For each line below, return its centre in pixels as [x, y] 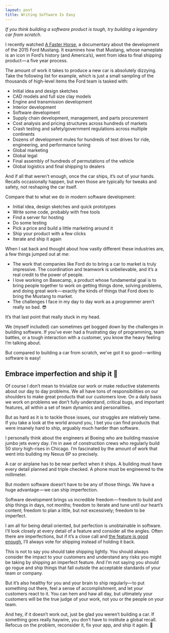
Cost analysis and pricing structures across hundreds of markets [80, 123]
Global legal [25, 156]
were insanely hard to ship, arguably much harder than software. [72, 428]
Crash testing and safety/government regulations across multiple [80, 128]
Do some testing [30, 222]
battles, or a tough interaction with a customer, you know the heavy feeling [83, 337]
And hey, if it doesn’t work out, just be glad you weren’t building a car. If [80, 614]
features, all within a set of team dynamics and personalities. [68, 407]
